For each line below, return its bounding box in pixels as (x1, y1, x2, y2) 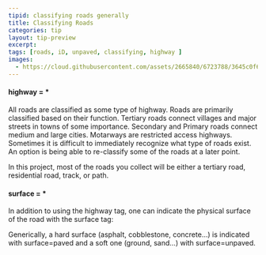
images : (8, 56, 34, 64)
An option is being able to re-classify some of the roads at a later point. (8, 147, 241, 156)
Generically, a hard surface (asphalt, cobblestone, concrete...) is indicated (8, 230, 250, 239)
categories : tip (8, 26, 62, 34)
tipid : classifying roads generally (8, 11, 129, 20)
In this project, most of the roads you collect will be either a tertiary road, (8, 162, 246, 171)
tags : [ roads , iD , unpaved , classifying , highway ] (8, 48, 182, 56)
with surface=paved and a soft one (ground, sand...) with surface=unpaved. (8, 238, 256, 248)
